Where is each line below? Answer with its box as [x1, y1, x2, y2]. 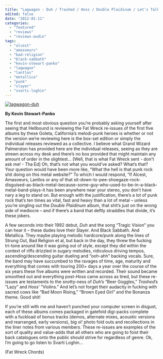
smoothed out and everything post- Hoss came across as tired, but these [5, 274, 150, 280]
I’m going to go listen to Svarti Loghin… [5, 340, 83, 345]
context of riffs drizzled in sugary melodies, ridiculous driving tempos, [5, 248, 146, 254]
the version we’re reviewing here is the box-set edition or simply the [5, 136, 141, 141]
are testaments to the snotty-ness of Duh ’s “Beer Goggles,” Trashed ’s [18, 279, 158, 285]
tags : [5, 39, 16, 44]
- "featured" [9, 25, 36, 30]
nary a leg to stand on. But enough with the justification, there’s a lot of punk [5, 192, 158, 198]
